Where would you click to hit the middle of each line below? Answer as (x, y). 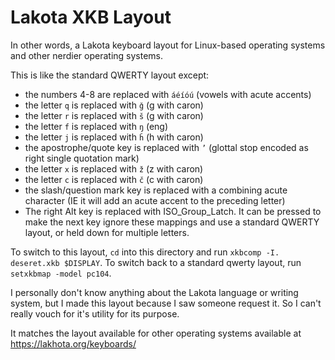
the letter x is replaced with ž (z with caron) (114, 168)
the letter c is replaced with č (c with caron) (114, 179)
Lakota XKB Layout (91, 17)
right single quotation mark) (82, 158)
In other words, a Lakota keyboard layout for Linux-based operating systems (168, 45)
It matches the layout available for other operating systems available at (156, 333)
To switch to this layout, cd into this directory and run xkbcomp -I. (145, 252)
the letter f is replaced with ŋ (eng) (96, 126)
